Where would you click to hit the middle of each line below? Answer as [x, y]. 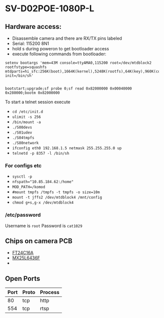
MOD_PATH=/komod [29, 187]
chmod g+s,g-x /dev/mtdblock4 [43, 203]
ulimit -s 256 [26, 117]
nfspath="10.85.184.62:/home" [43, 182]
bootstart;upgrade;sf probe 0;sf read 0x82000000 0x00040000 [69, 89]
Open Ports [23, 279]
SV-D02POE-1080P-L [50, 9]
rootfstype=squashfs [26, 67]
